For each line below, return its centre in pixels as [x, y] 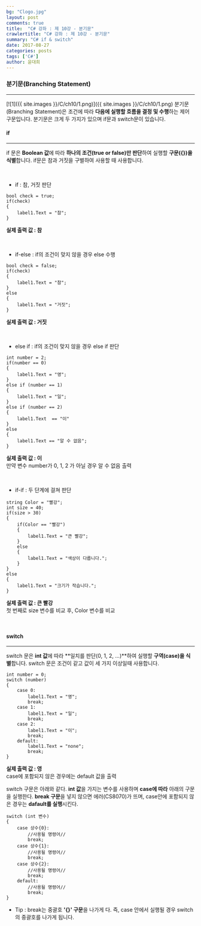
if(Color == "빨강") [41, 525]
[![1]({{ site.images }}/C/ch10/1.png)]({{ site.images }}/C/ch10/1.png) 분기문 [98, 104]
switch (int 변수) [28, 817]
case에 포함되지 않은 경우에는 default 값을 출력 [61, 776]
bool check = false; [32, 266]
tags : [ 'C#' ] [22, 56]
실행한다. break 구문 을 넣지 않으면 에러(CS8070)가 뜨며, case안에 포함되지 [100, 796]
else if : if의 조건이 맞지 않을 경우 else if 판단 [67, 346]
